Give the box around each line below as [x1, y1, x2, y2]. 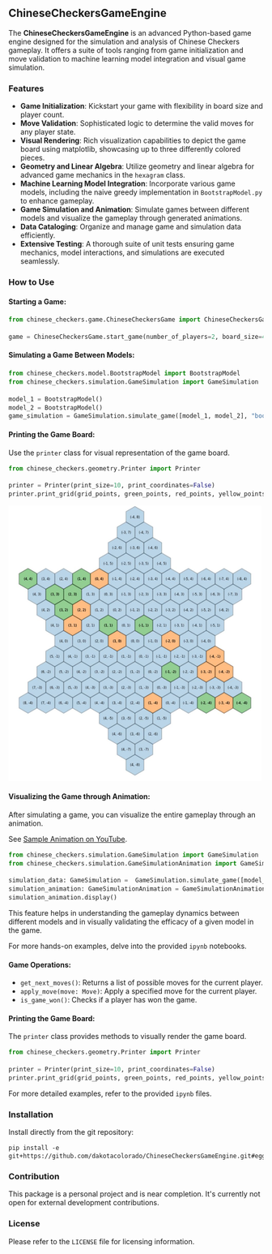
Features [8, 83, 45, 94]
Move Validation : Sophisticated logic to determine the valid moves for [19, 118, 254, 128]
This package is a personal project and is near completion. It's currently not [8, 1189, 261, 1199]
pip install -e [8, 1144, 60, 1153]
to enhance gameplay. [19, 196, 95, 206]
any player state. [19, 127, 76, 137]
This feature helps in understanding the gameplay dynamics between [8, 908, 240, 917]
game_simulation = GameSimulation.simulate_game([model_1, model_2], [8, 412, 249, 420]
